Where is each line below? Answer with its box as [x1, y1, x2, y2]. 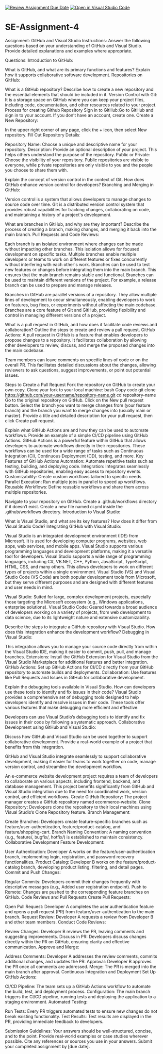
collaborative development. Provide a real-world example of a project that [5, 738, 152, 745]
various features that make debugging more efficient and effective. [5, 704, 139, 710]
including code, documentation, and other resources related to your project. [5, 102, 157, 108]
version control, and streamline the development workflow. [5, 764, 123, 770]
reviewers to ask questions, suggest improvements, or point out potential [5, 367, 151, 373]
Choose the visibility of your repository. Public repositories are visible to [5, 157, 149, 163]
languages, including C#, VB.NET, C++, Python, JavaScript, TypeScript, [5, 558, 148, 564]
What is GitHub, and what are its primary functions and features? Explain [5, 67, 150, 72]
